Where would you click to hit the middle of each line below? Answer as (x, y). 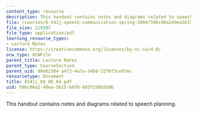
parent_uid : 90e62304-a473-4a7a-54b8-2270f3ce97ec (69, 71)
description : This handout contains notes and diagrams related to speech (99, 17)
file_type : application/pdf (40, 33)
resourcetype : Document (35, 76)
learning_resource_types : (38, 38)
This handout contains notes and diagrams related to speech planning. (91, 104)
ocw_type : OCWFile (28, 55)
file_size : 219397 (28, 28)
